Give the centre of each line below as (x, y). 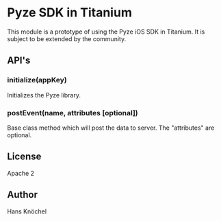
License (24, 157)
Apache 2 (21, 173)
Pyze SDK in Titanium (69, 13)
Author (22, 195)
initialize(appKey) (37, 80)
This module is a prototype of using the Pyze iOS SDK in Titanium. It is (106, 32)
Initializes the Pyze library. (44, 95)
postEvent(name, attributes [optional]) (73, 113)
